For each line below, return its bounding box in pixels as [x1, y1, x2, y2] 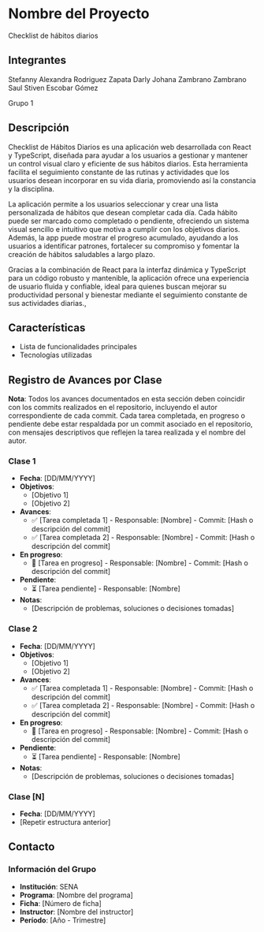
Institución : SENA [19, 882, 79, 891]
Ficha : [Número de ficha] [19, 898, 102, 908]
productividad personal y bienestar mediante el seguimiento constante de [8, 289, 248, 300]
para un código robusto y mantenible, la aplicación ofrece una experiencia [8, 273, 250, 282]
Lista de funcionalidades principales [19, 342, 138, 352]
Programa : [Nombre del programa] [19, 890, 134, 900]
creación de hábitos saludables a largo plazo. [8, 249, 155, 259]
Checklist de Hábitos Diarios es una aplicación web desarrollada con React [8, 142, 251, 151]
